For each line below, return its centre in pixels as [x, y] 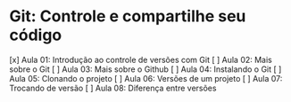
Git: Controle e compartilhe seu [128, 16]
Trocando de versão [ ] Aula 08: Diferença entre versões [113, 88]
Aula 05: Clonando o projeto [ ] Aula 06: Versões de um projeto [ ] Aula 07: [146, 78]
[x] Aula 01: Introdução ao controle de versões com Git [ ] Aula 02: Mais [141, 59]
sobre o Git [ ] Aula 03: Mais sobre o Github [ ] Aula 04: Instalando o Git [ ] [145, 69]
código [36, 35]
